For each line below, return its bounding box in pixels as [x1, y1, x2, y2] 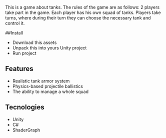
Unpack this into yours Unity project [12, 45, 87, 50]
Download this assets [12, 39, 57, 45]
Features [5, 64, 33, 73]
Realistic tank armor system [12, 77, 70, 84]
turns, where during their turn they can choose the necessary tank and [5, 15, 151, 20]
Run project [12, 50, 36, 56]
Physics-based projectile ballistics [12, 83, 83, 89]
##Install [5, 30, 23, 35]
